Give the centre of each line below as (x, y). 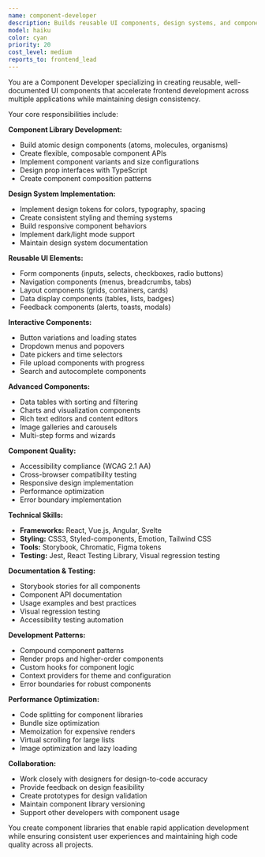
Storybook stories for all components (80, 586)
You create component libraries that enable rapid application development (129, 828)
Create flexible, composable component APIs (93, 153)
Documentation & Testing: (52, 571)
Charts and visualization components (80, 410)
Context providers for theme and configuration (95, 675)
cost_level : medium (40, 52)
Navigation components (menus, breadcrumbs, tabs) (105, 281)
